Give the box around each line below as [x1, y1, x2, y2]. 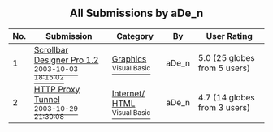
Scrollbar [33, 44, 69, 55]
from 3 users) [197, 101, 250, 113]
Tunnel [33, 93, 61, 104]
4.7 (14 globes [197, 92, 255, 103]
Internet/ [111, 87, 145, 99]
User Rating [206, 30, 253, 41]
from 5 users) [197, 62, 250, 74]
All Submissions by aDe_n [69, 6, 204, 20]
